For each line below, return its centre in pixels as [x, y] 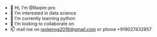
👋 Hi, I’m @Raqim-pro [33, 8]
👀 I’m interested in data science [43, 13]
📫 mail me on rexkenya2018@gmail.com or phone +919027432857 [81, 29]
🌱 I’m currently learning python [43, 18]
